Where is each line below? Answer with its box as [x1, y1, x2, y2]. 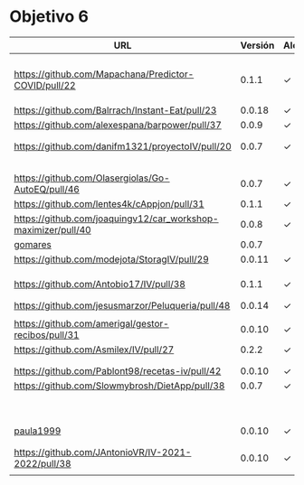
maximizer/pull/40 [14, 223, 92, 236]
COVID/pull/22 [14, 79, 76, 91]
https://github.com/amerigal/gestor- [14, 317, 169, 330]
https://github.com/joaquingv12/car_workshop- [14, 212, 219, 225]
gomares [14, 238, 52, 250]
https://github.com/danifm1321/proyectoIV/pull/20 [14, 140, 233, 153]
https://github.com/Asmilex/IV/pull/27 [14, 343, 175, 356]
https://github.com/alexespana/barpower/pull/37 [14, 118, 222, 131]
